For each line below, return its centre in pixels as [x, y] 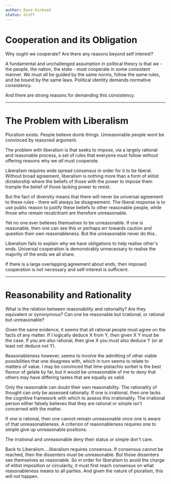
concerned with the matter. [34, 409]
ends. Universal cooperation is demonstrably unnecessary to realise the [81, 249]
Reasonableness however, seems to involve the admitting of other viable [81, 356]
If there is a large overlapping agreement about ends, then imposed [76, 264]
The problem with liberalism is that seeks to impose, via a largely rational [81, 150]
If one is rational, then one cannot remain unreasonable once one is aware [83, 419]
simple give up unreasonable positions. [46, 430]
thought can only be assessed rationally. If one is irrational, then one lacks [83, 393]
